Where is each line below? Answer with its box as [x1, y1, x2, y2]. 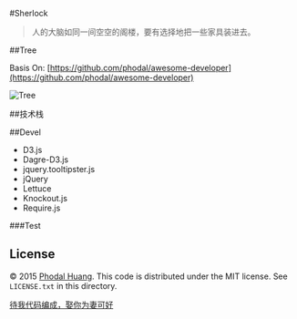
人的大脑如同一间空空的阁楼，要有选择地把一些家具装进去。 [31, 26, 256, 37]
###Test [9, 221, 41, 231]
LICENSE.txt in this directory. [9, 280, 118, 291]
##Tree [9, 45, 37, 56]
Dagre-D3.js [22, 154, 69, 165]
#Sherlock [9, 8, 48, 18]
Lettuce [22, 183, 52, 194]
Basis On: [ [9, 63, 51, 73]
